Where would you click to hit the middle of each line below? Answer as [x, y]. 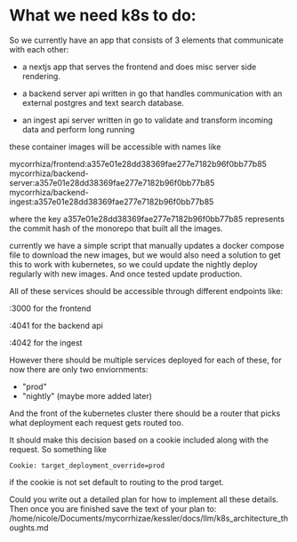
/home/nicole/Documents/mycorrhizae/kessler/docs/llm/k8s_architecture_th [149, 518]
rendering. [41, 76]
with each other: [39, 49]
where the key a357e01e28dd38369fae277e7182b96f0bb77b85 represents [147, 219]
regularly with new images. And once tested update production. [126, 274]
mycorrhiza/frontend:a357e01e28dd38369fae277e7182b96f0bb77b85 [138, 163]
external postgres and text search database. [103, 102]
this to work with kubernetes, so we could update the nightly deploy [133, 264]
